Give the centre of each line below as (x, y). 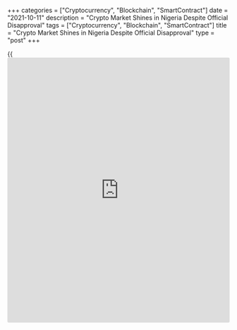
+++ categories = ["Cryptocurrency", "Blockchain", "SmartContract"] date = (118, 10)
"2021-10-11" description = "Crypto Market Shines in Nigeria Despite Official (118, 18)
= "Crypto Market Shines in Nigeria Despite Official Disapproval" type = (111, 33)
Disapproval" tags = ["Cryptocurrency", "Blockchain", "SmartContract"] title (117, 25)
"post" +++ (24, 40)
